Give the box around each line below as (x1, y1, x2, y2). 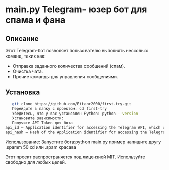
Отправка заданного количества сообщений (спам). (12, 63, 125, 69)
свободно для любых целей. (5, 159, 66, 165)
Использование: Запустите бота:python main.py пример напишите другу (5, 139, 161, 145)
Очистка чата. (12, 68, 43, 74)
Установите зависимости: (12, 116, 64, 121)
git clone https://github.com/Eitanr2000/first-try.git (12, 101, 132, 106)
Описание (5, 34, 39, 43)
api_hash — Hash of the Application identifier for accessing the (5, 130, 147, 135)
